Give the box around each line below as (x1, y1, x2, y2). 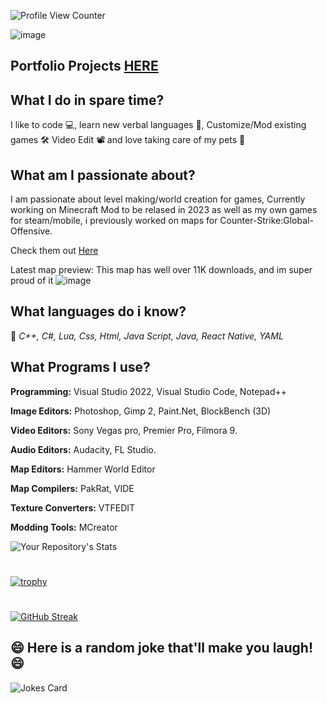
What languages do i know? (10, 303, 187, 320)
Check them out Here (10, 245, 99, 257)
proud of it (10, 275, 54, 287)
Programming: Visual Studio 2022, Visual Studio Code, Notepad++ (10, 385, 288, 397)
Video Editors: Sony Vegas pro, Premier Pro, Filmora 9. (10, 424, 238, 436)
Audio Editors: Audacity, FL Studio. (10, 443, 157, 455)
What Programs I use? (10, 359, 151, 376)
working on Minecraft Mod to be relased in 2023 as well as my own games (10, 204, 318, 216)
